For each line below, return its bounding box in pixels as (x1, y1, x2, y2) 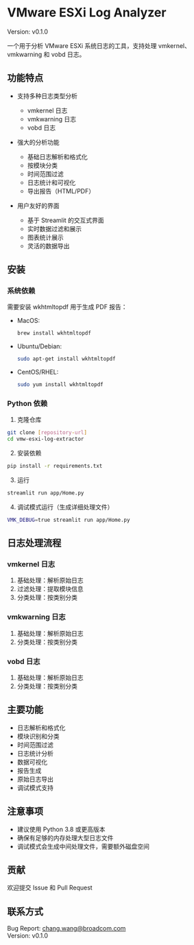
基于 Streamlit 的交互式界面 (27, 216, 104, 224)
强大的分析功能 (16, 138, 60, 146)
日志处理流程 (7, 537, 62, 549)
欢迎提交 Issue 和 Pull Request (7, 883, 93, 892)
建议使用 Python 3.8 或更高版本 (16, 825, 106, 833)
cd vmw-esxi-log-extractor (7, 435, 84, 443)
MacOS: (16, 317, 40, 325)
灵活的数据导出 (27, 241, 70, 250)
